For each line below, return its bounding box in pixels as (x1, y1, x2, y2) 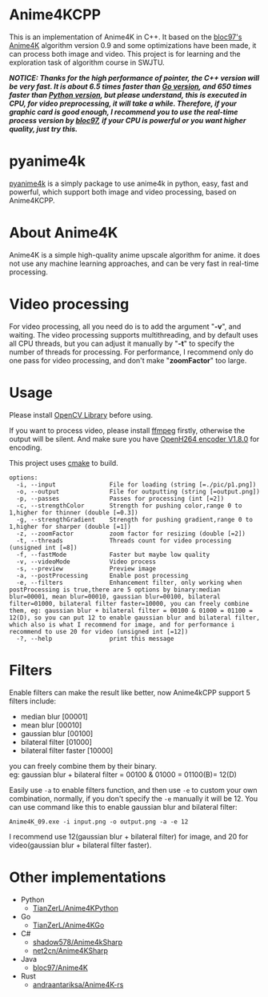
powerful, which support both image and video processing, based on (9, 186, 237, 197)
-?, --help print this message (16, 635, 174, 643)
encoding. (9, 442, 42, 452)
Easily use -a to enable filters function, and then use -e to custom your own (9, 785, 258, 795)
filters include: (9, 696, 57, 706)
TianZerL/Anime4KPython (32, 903, 118, 913)
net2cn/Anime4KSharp (32, 946, 109, 955)
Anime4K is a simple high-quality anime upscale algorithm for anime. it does (9, 250, 261, 259)
